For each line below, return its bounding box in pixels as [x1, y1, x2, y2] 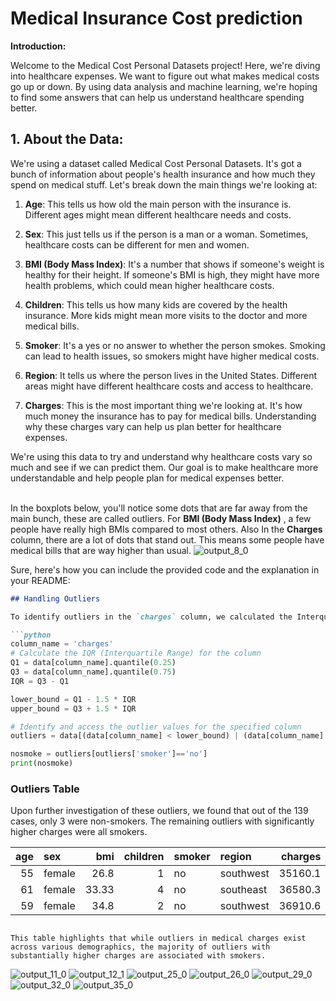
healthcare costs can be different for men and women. [24, 238, 250, 251]
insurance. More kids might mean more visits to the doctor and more [24, 309, 308, 321]
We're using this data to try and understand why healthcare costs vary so [10, 450, 313, 462]
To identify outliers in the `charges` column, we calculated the [10, 612, 293, 622]
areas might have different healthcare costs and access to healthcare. [24, 380, 314, 392]
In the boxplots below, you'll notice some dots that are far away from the [10, 502, 308, 514]
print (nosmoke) [10, 758, 74, 769]
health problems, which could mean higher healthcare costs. [24, 279, 275, 291]
